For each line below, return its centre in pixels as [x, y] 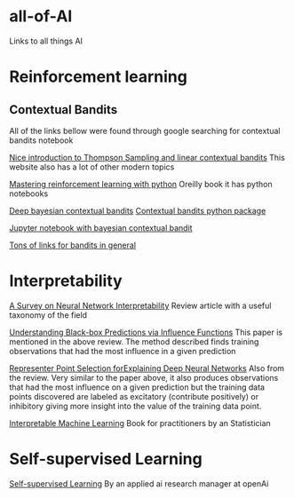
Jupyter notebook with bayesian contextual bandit [101, 227]
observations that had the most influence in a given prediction [123, 351]
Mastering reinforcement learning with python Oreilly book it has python [141, 184]
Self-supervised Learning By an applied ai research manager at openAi [139, 483]
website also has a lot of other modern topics [92, 167]
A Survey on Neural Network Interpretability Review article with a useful [140, 305]
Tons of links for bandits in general [72, 245]
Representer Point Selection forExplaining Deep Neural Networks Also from [147, 368]
